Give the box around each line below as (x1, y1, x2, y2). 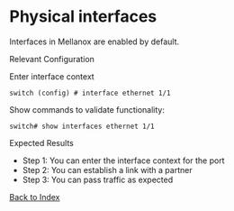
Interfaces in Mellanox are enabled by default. (9, 36, 180, 47)
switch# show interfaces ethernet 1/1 (9, 122, 155, 131)
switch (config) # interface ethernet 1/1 (9, 88, 171, 97)
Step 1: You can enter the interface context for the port (22, 155, 225, 166)
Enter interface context (9, 70, 94, 82)
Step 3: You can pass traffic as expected (22, 174, 174, 185)
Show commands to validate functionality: (9, 104, 165, 115)
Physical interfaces (9, 6, 157, 27)
